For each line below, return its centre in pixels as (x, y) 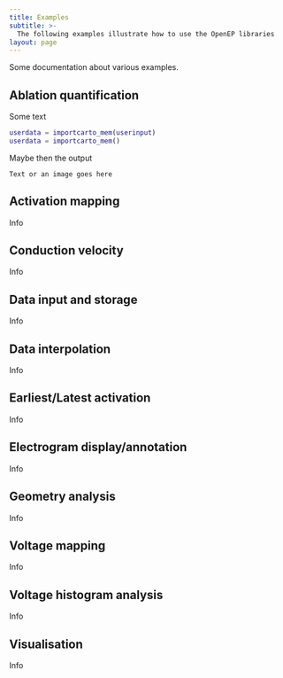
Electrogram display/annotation (98, 447)
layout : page (33, 42)
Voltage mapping (57, 546)
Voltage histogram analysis (86, 595)
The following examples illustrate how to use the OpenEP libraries (146, 34)
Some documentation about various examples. (94, 67)
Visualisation (46, 644)
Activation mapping (65, 202)
